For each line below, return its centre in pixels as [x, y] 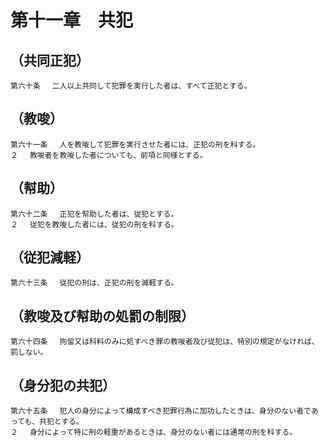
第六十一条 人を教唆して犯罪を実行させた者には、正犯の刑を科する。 [135, 144]
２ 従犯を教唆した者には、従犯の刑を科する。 [94, 224]
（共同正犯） [50, 60]
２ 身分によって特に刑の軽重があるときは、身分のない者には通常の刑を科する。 [154, 432]
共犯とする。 [62, 422]
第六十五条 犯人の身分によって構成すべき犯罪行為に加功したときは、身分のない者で [161, 411]
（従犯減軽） [50, 257]
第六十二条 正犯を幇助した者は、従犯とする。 [94, 214]
